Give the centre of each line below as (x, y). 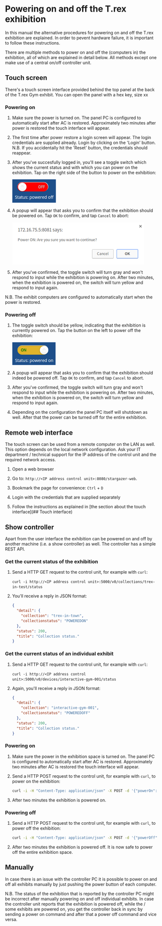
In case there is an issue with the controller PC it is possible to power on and (81, 879)
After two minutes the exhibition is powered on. (59, 800)
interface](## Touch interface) (42, 512)
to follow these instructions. (33, 43)
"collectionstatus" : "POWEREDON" (55, 621)
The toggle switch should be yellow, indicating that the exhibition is (79, 325)
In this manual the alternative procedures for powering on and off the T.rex (79, 32)
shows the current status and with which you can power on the (75, 168)
